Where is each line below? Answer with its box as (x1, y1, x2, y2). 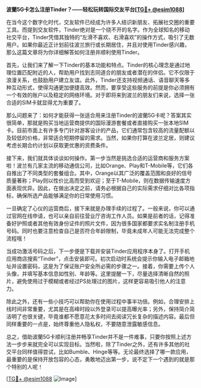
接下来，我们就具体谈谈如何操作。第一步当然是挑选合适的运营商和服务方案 (6, 154, 190, 162)
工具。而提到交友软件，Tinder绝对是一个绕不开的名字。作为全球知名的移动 (6, 26, 190, 33)
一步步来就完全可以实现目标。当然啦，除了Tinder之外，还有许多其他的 (11, 341, 185, 348)
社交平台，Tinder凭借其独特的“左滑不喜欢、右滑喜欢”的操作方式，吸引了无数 (6, 34, 195, 41)
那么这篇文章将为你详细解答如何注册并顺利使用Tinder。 (6, 49, 143, 56)
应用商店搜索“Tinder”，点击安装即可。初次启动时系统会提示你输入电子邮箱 (6, 255, 190, 262)
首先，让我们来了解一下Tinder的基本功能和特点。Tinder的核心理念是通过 (6, 61, 185, 68)
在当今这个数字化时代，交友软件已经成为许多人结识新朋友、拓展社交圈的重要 (6, 19, 195, 26)
